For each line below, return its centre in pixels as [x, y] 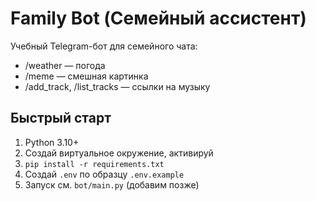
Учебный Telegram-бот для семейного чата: [104, 46]
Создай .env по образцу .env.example [104, 174]
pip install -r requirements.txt [94, 164]
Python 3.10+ [52, 142]
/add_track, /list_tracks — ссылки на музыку [117, 86]
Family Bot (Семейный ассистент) [158, 18]
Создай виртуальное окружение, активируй [119, 153]
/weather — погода [65, 65]
